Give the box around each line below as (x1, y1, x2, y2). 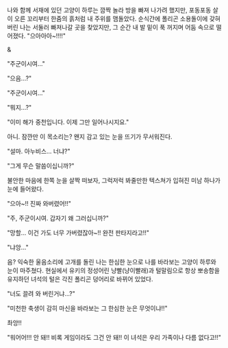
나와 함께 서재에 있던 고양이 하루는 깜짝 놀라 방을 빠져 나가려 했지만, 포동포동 (7, 6, 212, 14)
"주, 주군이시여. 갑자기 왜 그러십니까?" (7, 214, 110, 222)
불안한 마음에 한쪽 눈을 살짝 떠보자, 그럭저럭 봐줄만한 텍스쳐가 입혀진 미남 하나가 (7, 176, 221, 184)
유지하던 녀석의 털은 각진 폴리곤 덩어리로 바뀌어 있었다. (7, 275, 153, 283)
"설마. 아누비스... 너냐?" (7, 147, 71, 155)
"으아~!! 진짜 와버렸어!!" (7, 200, 72, 207)
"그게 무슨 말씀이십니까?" (7, 162, 75, 170)
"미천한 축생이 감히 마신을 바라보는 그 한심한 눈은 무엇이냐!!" (7, 304, 168, 312)
